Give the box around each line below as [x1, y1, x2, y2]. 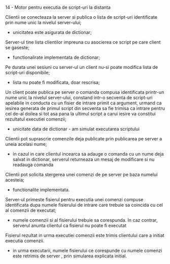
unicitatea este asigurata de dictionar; [12, 29, 92, 35]
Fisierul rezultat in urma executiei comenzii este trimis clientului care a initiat [5, 233, 165, 238]
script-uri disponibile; [5, 69, 50, 76]
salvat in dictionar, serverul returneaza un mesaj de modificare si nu [12, 157, 155, 162]
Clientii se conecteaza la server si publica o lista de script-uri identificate [5, 14, 157, 20]
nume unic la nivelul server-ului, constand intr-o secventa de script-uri [5, 95, 153, 100]
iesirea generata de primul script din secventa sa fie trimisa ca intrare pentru [5, 105, 165, 111]
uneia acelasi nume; [5, 141, 47, 147]
